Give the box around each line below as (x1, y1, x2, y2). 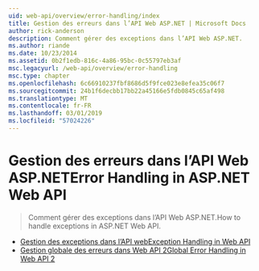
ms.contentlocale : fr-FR (8, 102, 92, 110)
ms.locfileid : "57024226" (8, 117, 95, 125)
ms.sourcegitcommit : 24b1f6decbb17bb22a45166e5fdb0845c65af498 (8, 86, 225, 95)
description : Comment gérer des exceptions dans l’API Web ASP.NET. (8, 34, 243, 43)
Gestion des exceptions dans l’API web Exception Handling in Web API (19, 236, 251, 246)
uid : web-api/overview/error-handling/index (8, 11, 160, 20)
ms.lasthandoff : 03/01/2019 (8, 110, 103, 118)
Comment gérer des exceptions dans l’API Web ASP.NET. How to (27, 212, 241, 222)
